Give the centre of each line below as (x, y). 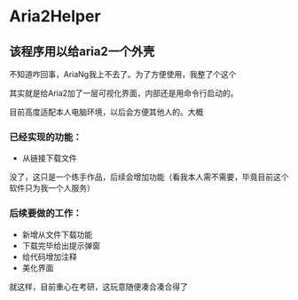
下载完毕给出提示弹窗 (61, 245)
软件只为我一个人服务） (52, 188)
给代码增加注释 (49, 257)
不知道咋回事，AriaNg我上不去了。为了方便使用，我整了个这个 (123, 74)
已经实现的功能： (46, 137)
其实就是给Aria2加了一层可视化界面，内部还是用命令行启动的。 (124, 93)
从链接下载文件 (49, 158)
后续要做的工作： (46, 213)
